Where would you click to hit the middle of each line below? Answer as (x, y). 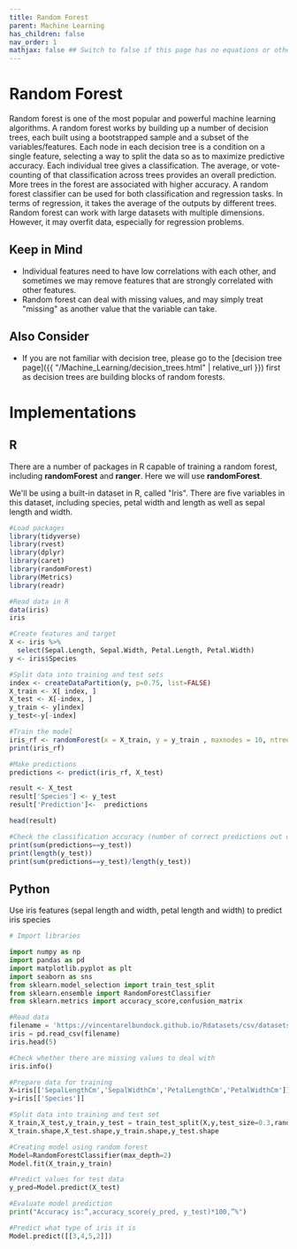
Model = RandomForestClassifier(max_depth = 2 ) (91, 1155)
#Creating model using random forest (79, 1147)
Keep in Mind (46, 250)
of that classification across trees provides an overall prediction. (160, 175)
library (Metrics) (41, 577)
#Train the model (41, 732)
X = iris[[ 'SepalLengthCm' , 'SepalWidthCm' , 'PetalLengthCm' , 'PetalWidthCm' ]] (150, 1091)
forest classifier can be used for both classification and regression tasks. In (146, 194)
